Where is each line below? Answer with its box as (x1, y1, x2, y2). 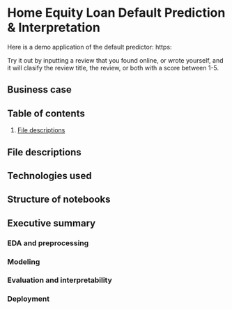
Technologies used (7, 169, 92, 182)
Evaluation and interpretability (7, 275, 113, 285)
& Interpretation (7, 20, 101, 36)
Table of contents (7, 107, 85, 119)
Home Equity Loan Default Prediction (7, 5, 226, 21)
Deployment (7, 294, 50, 304)
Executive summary (7, 217, 96, 229)
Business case (7, 84, 72, 95)
